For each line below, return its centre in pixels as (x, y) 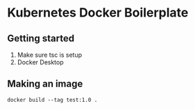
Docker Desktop (40, 62)
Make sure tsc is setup (50, 55)
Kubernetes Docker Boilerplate (98, 13)
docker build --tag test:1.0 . (52, 100)
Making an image (45, 84)
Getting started (41, 38)
